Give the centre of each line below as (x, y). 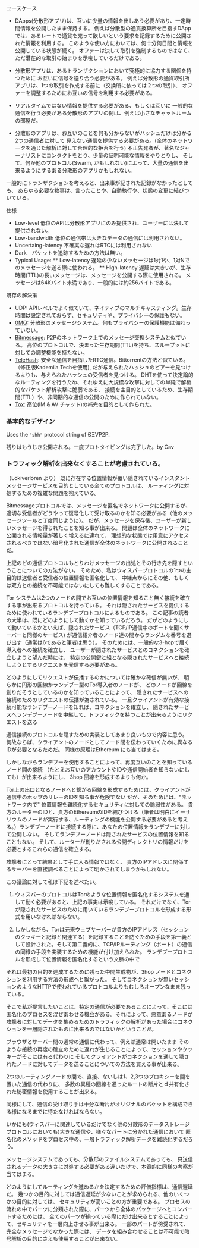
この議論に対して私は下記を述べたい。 (53, 882)
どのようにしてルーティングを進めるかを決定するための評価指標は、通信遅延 (99, 1186)
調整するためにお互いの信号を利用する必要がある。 (93, 93)
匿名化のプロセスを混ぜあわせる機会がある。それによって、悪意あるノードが (99, 1014)
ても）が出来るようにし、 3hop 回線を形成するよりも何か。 (79, 777)
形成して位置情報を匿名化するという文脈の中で (83, 959)
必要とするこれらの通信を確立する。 (50, 849)
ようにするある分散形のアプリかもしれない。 (80, 170)
